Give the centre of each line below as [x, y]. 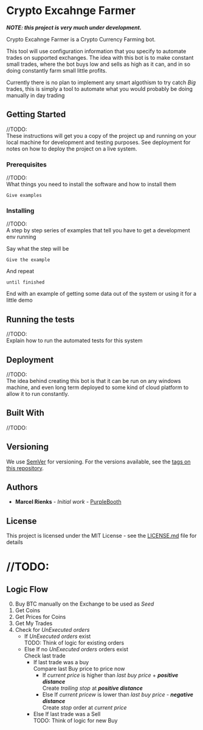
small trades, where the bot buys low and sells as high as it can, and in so [98, 64]
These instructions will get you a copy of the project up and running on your [101, 135]
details [15, 542]
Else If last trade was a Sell [67, 714]
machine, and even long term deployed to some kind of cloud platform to [98, 387]
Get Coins [28, 610]
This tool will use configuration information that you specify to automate [96, 51]
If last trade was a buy [61, 662]
